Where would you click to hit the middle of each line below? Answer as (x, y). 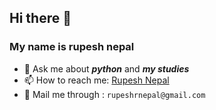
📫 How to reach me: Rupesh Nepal (96, 80)
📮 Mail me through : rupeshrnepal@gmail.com (114, 94)
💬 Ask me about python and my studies (106, 68)
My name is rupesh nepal (72, 47)
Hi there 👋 (40, 18)
